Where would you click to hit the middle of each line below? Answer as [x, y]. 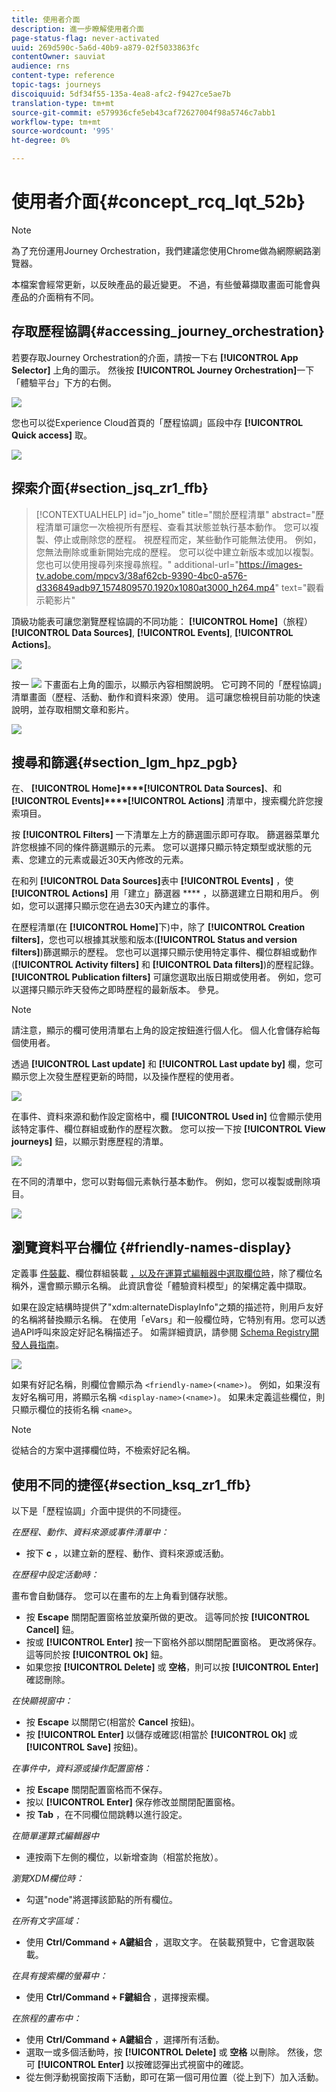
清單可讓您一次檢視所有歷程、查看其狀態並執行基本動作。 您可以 [177, 527]
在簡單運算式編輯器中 [55, 1835]
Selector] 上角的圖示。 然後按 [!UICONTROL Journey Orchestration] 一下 [163, 370]
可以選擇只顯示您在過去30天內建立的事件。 [126, 906]
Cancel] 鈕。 [52, 1629]
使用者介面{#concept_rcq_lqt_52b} [158, 202]
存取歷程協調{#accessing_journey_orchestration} [168, 331]
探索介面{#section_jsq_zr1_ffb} [110, 488]
